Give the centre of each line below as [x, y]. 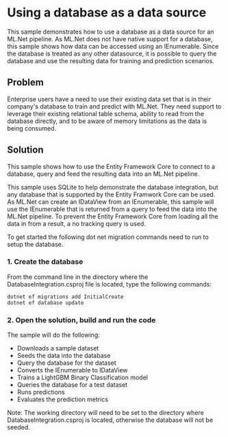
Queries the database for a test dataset [72, 385]
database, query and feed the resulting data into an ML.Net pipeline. [103, 174]
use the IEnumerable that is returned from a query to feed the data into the [112, 209]
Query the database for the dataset [66, 363]
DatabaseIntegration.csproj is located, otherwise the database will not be [110, 420]
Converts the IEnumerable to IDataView [72, 370]
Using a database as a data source [107, 13]
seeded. [19, 427]
